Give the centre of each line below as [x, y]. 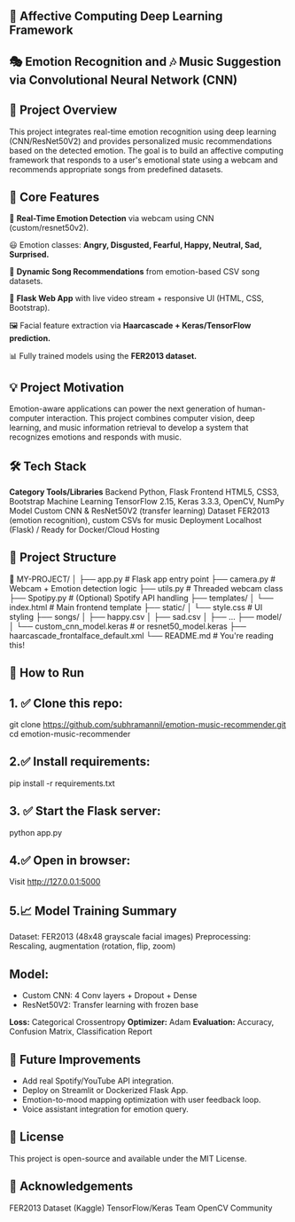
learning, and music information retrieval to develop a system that [129, 428]
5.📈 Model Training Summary [93, 911]
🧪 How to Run [47, 673]
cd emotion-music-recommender [70, 734]
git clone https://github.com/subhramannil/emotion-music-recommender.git [147, 725]
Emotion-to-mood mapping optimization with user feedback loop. [141, 1099]
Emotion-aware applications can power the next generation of [122, 409]
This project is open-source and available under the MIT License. [128, 1158]
